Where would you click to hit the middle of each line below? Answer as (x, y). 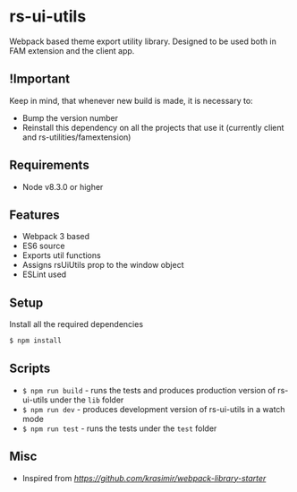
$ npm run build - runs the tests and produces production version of (148, 390)
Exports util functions (61, 255)
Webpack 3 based (56, 237)
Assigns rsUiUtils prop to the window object (103, 265)
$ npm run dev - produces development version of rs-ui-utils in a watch (153, 409)
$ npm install (36, 341)
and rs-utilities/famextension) (76, 137)
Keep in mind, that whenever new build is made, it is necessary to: (131, 100)
